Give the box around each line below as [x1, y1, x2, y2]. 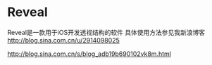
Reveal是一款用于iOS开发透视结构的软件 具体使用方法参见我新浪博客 [7, 28, 206, 36]
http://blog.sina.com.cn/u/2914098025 [7, 36, 120, 44]
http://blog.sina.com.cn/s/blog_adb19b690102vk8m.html [7, 50, 171, 58]
